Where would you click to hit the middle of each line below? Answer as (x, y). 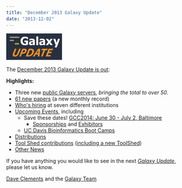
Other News (29, 149)
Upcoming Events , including (49, 111)
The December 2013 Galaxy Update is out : (58, 69)
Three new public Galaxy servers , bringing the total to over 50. (91, 92)
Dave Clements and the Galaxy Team (51, 178)
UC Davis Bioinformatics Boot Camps (69, 130)
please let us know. (30, 167)
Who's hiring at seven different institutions (67, 105)
